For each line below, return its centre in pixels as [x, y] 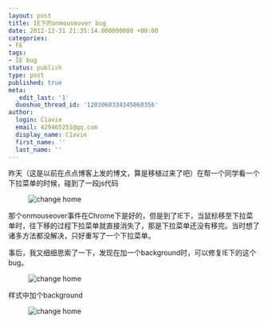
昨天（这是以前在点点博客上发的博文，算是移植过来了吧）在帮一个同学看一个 [134, 174]
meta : [17, 90]
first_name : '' [41, 142]
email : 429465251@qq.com [57, 127]
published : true [35, 82]
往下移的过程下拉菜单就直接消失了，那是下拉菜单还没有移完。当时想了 [144, 226]
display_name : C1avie [51, 134]
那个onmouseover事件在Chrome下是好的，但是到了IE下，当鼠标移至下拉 [127, 216]
